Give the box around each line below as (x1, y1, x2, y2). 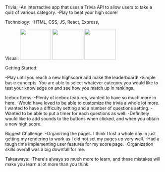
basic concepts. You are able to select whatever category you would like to (5, 80, 159, 86)
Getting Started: (5, 65, 38, 71)
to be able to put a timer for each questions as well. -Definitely (22, 111, 150, 116)
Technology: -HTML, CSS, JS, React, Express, (5, 19, 99, 25)
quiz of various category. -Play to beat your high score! (5, 9, 118, 15)
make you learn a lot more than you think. (5, 161, 90, 167)
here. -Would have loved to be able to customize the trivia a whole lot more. (5, 100, 160, 106)
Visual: (5, 56, 19, 61)
